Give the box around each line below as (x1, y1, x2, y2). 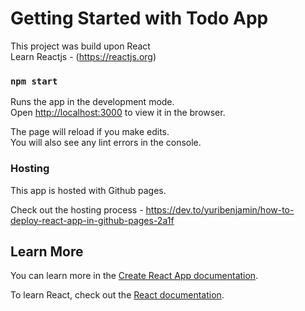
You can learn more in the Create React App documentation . (10, 270, 259, 282)
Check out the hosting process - (10, 203, 144, 216)
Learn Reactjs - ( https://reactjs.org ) (10, 50, 157, 62)
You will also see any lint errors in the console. (10, 137, 202, 149)
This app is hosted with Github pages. (10, 184, 167, 196)
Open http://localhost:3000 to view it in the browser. (10, 107, 226, 119)
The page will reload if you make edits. (10, 126, 170, 138)
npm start (10, 75, 58, 87)
